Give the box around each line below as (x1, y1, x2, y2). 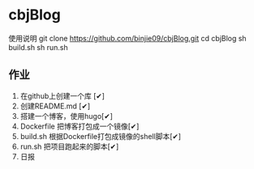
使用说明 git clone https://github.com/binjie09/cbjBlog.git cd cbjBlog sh (8, 33, 247, 43)
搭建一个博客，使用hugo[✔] (19, 111, 114, 120)
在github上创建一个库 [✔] (19, 91, 105, 100)
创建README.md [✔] (19, 101, 91, 111)
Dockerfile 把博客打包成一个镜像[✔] (19, 121, 140, 131)
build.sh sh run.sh (8, 42, 68, 52)
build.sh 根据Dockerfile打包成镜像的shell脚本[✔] (19, 131, 181, 141)
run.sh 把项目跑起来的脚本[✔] (19, 142, 119, 151)
